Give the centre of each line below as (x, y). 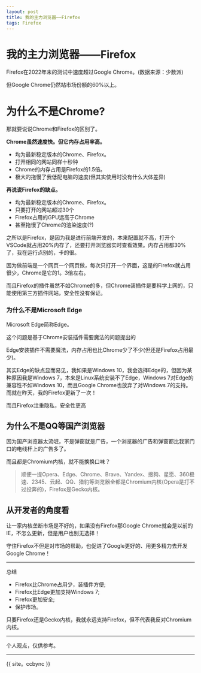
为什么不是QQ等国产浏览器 (56, 426)
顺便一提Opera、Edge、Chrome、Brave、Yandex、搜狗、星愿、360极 (108, 475)
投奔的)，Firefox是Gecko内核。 (65, 490)
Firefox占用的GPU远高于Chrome (54, 218)
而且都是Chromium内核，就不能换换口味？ (58, 461)
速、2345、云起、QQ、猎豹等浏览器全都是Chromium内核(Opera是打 (105, 482)
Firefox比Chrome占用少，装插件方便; (60, 584)
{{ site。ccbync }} (28, 664)
